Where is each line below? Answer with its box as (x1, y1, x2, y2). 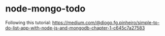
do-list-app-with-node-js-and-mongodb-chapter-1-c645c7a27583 (5, 24, 145, 30)
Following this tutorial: (5, 19, 52, 25)
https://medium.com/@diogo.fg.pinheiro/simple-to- (52, 19, 160, 25)
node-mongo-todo (5, 3, 86, 14)
